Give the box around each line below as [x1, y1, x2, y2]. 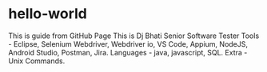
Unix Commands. [8, 56, 66, 66]
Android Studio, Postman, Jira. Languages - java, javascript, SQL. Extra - [8, 47, 248, 57]
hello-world [8, 5, 88, 23]
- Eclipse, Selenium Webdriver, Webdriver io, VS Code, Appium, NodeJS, [8, 39, 249, 48]
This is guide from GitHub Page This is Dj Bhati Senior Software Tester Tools [8, 31, 260, 40]
